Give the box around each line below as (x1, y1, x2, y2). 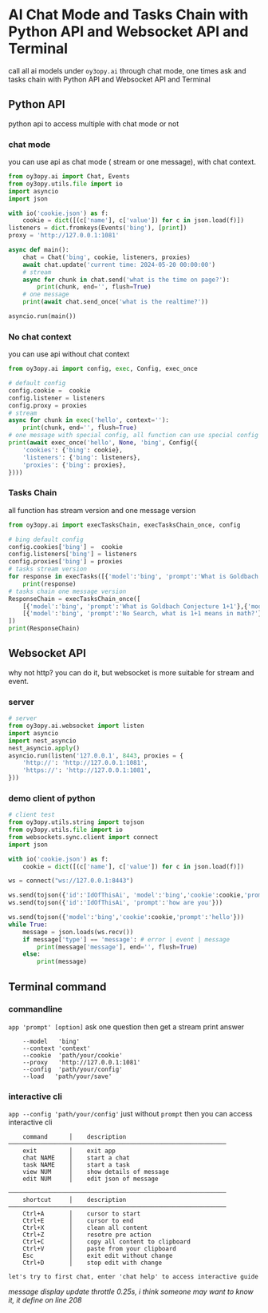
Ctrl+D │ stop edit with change (22, 1259, 162, 1267)
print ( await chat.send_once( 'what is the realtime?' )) (22, 298, 209, 306)
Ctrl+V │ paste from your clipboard (22, 1245, 177, 1253)
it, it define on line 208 (8, 1295, 82, 1305)
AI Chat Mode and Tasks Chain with (8, 6, 249, 24)
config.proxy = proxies (8, 401, 88, 409)
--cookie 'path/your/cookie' (22, 1051, 124, 1060)
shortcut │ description (22, 1196, 127, 1204)
